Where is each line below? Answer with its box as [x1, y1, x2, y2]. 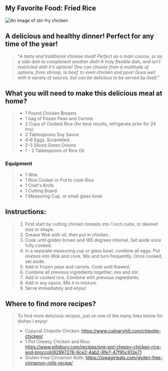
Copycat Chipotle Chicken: [25, 328, 81, 334]
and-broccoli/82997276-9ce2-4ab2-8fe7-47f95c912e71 [25, 349, 142, 355]
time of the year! [5, 40, 58, 48]
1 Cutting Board [25, 188, 57, 194]
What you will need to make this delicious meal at [5, 89, 162, 98]
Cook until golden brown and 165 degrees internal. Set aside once [25, 237, 161, 243]
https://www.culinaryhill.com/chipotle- [81, 328, 161, 334]
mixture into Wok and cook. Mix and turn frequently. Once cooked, [25, 253, 163, 259]
